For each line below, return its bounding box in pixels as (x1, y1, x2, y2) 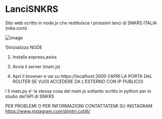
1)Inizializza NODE (5, 44, 43, 50)
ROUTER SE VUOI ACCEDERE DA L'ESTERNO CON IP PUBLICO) (12, 78, 144, 84)
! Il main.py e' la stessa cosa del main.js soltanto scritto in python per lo (5, 88, 152, 94)
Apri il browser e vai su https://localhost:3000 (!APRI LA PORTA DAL (12, 73, 153, 79)
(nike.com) (5, 25, 27, 31)
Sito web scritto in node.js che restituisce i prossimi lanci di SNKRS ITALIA (5, 20, 157, 26)
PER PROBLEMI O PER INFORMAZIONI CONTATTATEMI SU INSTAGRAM (5, 103, 153, 109)
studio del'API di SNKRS (5, 93, 54, 99)
